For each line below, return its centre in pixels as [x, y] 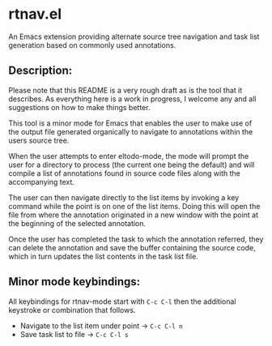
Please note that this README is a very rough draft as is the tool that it [125, 90]
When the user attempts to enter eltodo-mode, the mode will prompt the [129, 156]
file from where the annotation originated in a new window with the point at [134, 215]
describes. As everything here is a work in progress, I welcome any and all [132, 99]
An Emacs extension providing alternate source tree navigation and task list [134, 36]
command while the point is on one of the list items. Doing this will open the [134, 206]
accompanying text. [42, 182]
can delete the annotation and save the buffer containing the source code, [132, 247]
